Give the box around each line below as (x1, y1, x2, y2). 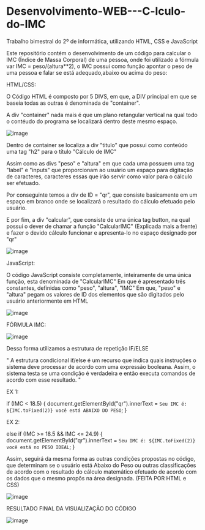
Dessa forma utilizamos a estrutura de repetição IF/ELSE (6, 344, 149, 352)
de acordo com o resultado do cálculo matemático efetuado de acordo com (6, 468, 197, 475)
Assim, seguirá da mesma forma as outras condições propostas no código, (6, 455, 196, 462)
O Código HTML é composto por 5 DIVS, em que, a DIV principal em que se (6, 93, 197, 100)
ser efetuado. (6, 179, 40, 186)
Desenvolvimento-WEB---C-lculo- (6, 4, 186, 18)
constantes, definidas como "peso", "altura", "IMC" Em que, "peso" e (6, 284, 181, 292)
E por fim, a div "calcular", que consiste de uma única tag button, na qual (6, 216, 190, 223)
